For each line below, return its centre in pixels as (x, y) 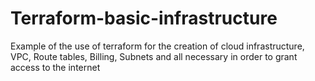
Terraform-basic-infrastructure (144, 18)
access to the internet (55, 67)
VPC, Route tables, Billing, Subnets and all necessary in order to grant (154, 56)
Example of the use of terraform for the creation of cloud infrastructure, (157, 46)
